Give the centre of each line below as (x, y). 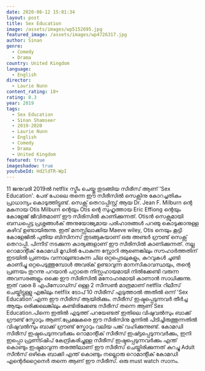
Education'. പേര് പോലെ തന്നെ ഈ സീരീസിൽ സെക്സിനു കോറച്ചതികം (94, 196)
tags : (13, 109)
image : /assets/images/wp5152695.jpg (54, 29)
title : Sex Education (34, 23)
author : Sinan (24, 40)
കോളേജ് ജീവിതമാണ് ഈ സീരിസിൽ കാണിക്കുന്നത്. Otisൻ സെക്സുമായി (95, 216)
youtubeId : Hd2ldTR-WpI (37, 171)
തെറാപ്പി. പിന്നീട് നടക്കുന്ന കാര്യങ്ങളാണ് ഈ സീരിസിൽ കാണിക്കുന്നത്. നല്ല (100, 244)
